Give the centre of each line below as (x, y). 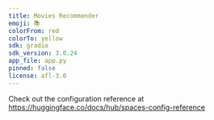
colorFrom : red (34, 31)
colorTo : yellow (36, 38)
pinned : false (32, 68)
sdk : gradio (28, 46)
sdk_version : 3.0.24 (43, 53)
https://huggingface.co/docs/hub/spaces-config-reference (107, 107)
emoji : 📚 (24, 23)
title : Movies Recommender (54, 16)
